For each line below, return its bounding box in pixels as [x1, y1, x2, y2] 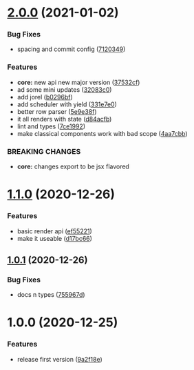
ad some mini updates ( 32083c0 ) [17, 85, 112, 94]
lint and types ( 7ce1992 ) [17, 122, 86, 130]
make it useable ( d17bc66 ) [17, 234, 93, 242]
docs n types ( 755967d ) [17, 291, 85, 299]
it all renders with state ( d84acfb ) [17, 115, 112, 123]
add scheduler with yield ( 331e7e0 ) [17, 100, 117, 108]
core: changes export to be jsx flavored [17, 162, 129, 171]
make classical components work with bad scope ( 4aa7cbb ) [17, 129, 188, 137]
